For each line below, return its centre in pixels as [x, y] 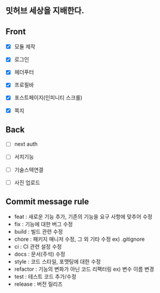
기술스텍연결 [29, 170]
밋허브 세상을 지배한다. [45, 11]
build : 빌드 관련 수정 [39, 232]
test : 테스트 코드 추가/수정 [45, 277]
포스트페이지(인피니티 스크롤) [48, 98]
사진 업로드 [27, 182]
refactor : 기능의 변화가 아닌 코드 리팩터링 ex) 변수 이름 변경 [84, 269]
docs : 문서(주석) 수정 [40, 254]
